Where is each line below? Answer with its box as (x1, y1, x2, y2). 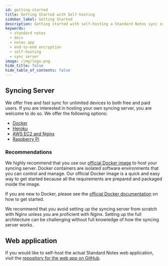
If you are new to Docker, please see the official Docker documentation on (5, 191, 158, 197)
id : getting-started (5, 7, 48, 13)
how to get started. (5, 196, 44, 202)
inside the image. (5, 181, 41, 187)
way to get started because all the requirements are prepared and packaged (5, 176, 162, 182)
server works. (5, 222, 34, 228)
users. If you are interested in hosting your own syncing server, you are (5, 105, 152, 111)
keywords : (5, 26, 26, 31)
